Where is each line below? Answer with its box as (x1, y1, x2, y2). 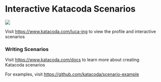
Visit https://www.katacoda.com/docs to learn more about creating (5, 57, 140, 63)
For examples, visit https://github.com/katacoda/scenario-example (5, 71, 139, 77)
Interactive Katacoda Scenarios (5, 3, 136, 15)
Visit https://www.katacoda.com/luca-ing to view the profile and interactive (5, 28, 156, 34)
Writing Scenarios (5, 46, 49, 52)
